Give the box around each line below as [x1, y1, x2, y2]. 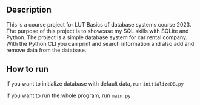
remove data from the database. [6, 46, 87, 54]
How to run [6, 64, 49, 74]
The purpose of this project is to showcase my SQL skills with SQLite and [6, 27, 189, 34]
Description [6, 5, 52, 15]
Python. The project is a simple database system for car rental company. [6, 33, 188, 41]
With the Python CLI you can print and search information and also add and [6, 40, 195, 47]
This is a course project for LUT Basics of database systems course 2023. [6, 21, 192, 28]
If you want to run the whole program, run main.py [6, 92, 132, 99]
